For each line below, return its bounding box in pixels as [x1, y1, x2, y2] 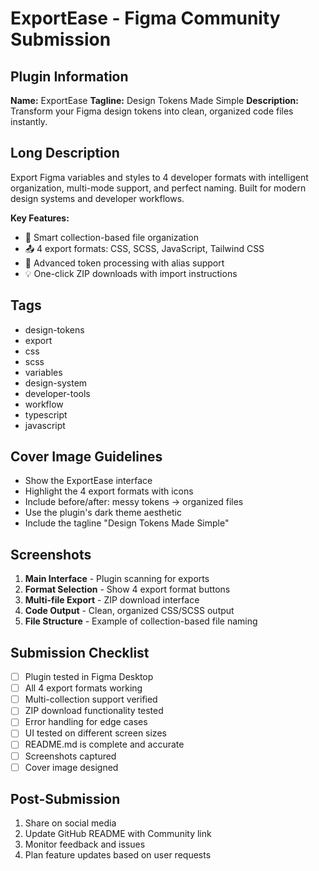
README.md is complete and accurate [24, 738, 185, 751]
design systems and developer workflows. [10, 192, 185, 204]
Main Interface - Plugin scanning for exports [24, 573, 210, 585]
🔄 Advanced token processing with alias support [24, 257, 225, 269]
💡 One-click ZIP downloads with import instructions [24, 267, 238, 279]
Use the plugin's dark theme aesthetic [24, 507, 183, 519]
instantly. [10, 116, 48, 127]
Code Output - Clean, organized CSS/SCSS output [24, 605, 235, 617]
